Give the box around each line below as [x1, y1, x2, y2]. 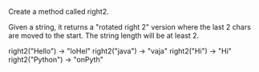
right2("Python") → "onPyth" [8, 55, 104, 64]
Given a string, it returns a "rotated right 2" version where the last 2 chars [8, 22, 251, 31]
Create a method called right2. [8, 7, 110, 16]
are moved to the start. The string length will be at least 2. [8, 31, 200, 40]
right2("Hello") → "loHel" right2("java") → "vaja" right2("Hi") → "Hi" [8, 46, 233, 55]
